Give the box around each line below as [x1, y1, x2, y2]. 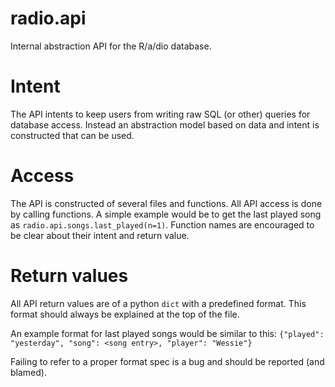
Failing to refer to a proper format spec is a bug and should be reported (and [10, 355, 325, 367]
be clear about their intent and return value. [10, 229, 190, 241]
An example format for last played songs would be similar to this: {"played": [10, 327, 325, 339]
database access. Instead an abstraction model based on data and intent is [10, 118, 320, 131]
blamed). [10, 366, 47, 378]
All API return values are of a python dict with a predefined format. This [10, 297, 307, 309]
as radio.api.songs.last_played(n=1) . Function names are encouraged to [10, 218, 315, 231]
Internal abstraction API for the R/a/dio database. [10, 40, 212, 52]
